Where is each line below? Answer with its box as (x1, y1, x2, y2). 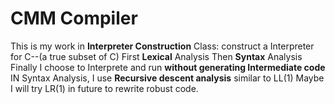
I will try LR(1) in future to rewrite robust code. (10, 82, 199, 94)
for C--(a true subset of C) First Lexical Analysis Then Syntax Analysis (10, 50, 303, 62)
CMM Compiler (10, 7, 138, 30)
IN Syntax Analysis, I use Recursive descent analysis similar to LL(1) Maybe (10, 72, 325, 84)
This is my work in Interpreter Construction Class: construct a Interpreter (10, 40, 315, 52)
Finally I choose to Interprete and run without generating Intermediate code (10, 61, 326, 73)
